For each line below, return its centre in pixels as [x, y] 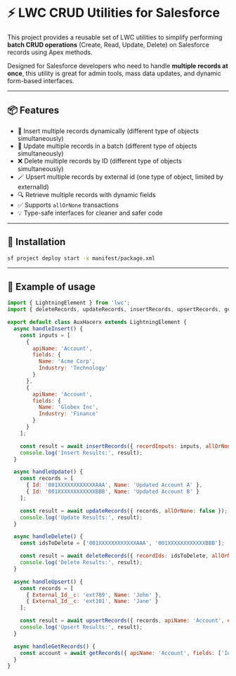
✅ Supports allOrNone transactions [68, 205]
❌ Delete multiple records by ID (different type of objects [100, 161]
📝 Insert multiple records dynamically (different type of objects [108, 131]
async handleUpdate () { [48, 472]
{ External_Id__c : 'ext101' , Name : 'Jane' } [92, 601]
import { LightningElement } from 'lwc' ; [69, 303]
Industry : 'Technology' [73, 368]
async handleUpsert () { [48, 582]
